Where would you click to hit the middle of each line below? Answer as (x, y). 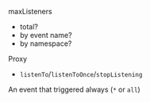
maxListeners (31, 11)
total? (29, 26)
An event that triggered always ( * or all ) (74, 89)
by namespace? (46, 43)
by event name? (46, 35)
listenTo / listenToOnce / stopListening (81, 74)
